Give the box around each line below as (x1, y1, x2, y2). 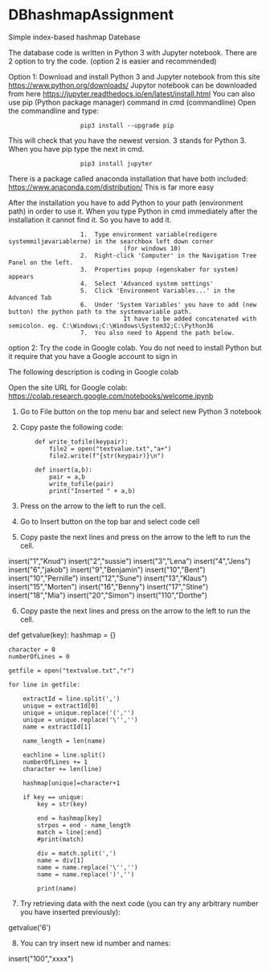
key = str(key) (37, 800, 88, 808)
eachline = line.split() (22, 751, 106, 759)
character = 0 (8, 645, 56, 654)
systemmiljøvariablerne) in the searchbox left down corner (8, 237, 215, 246)
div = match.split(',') (37, 849, 117, 857)
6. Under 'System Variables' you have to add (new (80, 300, 257, 308)
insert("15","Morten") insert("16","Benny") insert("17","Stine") (8, 581, 209, 591)
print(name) (37, 884, 78, 892)
